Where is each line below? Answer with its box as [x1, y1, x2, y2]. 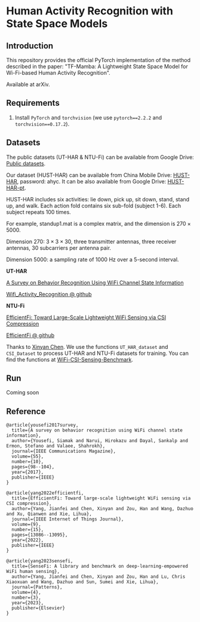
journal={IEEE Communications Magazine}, [11, 448, 116, 455]
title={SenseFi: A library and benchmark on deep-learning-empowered [11, 563, 188, 569]
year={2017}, [11, 469, 44, 476]
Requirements [6, 98, 60, 108]
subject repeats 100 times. [6, 208, 72, 216]
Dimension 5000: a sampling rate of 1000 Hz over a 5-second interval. [6, 256, 179, 263]
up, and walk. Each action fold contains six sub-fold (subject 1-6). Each [6, 202, 181, 209]
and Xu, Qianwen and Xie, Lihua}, [6, 511, 93, 517]
